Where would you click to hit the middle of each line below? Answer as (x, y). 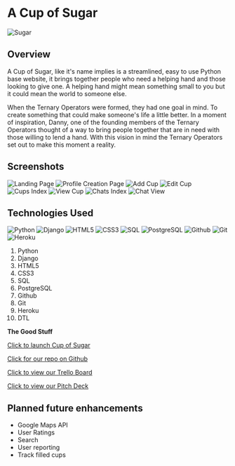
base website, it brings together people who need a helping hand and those (116, 79)
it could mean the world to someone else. (67, 93)
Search (28, 440)
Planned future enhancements (75, 408)
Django (28, 258)
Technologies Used (50, 213)
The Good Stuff (30, 332)
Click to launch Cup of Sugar (49, 345)
